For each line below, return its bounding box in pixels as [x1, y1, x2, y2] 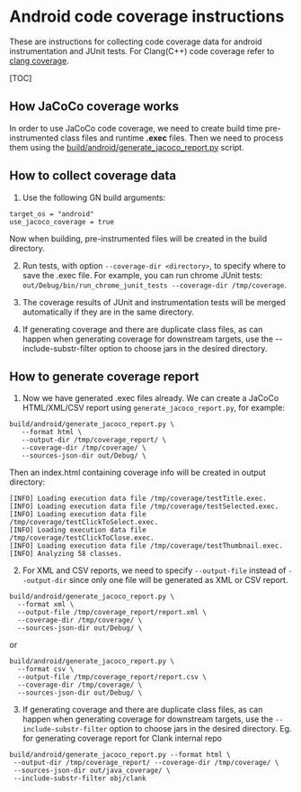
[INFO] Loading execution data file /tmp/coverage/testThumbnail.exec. [9, 542, 283, 551]
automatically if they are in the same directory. [22, 306, 195, 317]
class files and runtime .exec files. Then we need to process [59, 132, 284, 143]
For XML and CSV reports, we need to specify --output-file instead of [22, 565, 287, 576]
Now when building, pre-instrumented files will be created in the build [9, 232, 268, 244]
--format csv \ [17, 665, 75, 674]
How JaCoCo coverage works [9, 99, 180, 114]
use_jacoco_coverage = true [9, 217, 115, 226]
